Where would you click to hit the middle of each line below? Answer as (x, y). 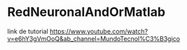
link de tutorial (28, 31)
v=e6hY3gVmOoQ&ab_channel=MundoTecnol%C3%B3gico (94, 38)
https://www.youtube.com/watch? (99, 31)
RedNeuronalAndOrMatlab (86, 12)
